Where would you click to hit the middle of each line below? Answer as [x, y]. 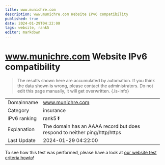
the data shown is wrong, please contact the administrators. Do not [85, 86]
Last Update [22, 140]
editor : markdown [23, 32]
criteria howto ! [20, 158]
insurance [55, 110]
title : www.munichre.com [30, 10]
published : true [22, 19]
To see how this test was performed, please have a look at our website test [81, 152]
